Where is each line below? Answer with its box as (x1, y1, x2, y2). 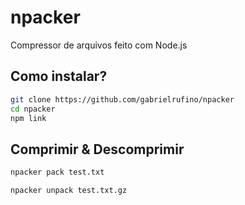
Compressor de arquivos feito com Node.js (10, 39, 188, 51)
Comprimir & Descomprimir (10, 141, 185, 158)
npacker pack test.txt (10, 167, 105, 178)
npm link (10, 113, 47, 123)
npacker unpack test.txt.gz (10, 186, 128, 196)
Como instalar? (10, 68, 108, 85)
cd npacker (10, 104, 56, 114)
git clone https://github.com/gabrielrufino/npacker (10, 94, 235, 105)
